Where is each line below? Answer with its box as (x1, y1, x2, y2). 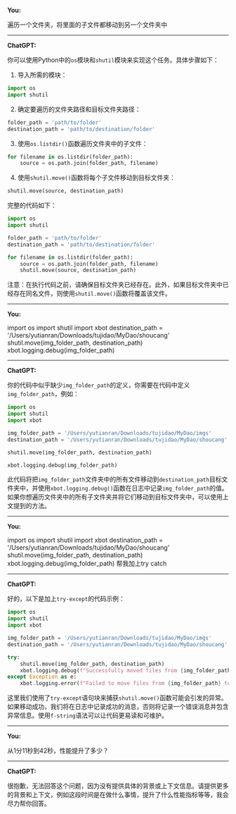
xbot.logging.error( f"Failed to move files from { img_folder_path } (20, 680, 221, 687)
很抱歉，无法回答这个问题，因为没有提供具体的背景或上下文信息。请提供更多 (7, 782, 229, 790)
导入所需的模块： (17, 70, 67, 79)
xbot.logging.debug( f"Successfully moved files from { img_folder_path (20, 667, 231, 674)
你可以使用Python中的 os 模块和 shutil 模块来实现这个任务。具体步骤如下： (7, 56, 219, 64)
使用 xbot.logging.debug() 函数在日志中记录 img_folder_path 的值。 (37, 484, 228, 493)
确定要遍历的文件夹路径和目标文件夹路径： (17, 105, 141, 113)
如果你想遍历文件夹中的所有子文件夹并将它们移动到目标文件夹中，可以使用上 (7, 493, 229, 501)
